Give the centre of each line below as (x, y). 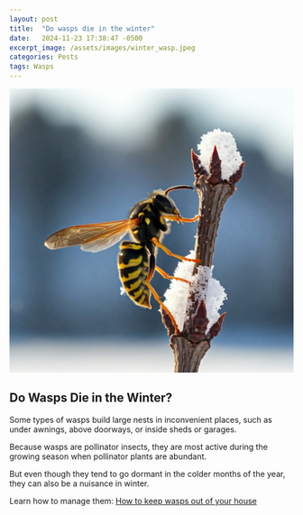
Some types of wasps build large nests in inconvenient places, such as (141, 419)
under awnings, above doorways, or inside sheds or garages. (123, 429)
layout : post (34, 19)
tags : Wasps (32, 67)
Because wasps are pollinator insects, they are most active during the (139, 446)
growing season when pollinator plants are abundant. (108, 456)
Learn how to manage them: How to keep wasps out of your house (133, 501)
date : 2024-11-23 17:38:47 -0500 (76, 38)
